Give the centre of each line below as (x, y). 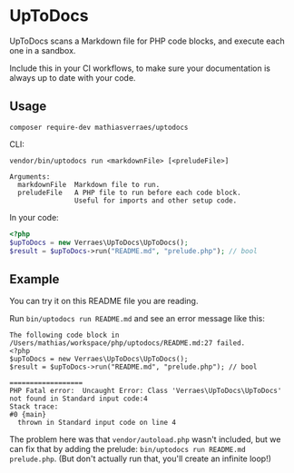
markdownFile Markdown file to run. (89, 184)
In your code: (34, 217)
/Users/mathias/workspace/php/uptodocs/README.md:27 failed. (127, 343)
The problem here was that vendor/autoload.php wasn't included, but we (145, 439)
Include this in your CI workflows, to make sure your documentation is (140, 68)
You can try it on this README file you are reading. (104, 301)
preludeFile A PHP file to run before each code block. (130, 192)
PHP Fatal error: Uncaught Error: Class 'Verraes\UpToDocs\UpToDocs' (146, 391)
